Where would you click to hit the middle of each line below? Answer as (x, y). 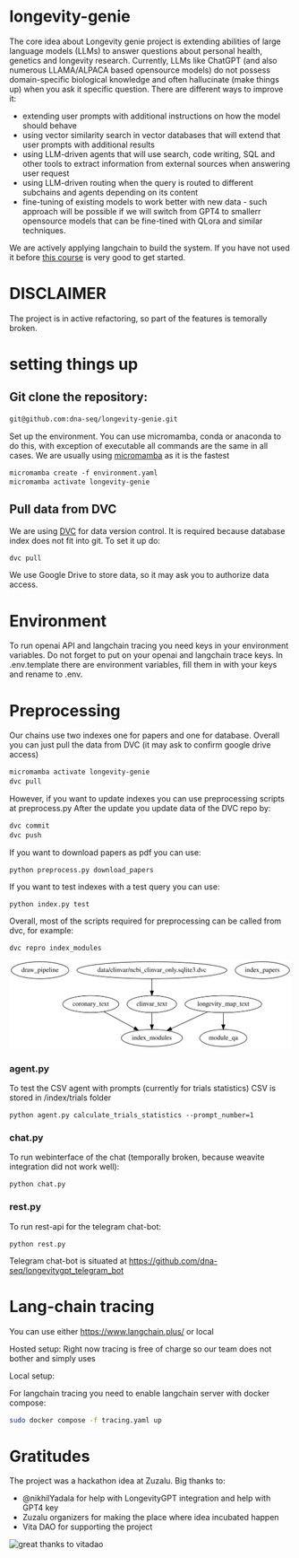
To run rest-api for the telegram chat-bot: (85, 1226)
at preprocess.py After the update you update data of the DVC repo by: (140, 809)
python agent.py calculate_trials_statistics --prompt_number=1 (132, 1116)
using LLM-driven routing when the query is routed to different (137, 182)
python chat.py (38, 1185)
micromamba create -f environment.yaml (84, 473)
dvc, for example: (42, 930)
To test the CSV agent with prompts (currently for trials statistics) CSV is (142, 1089)
